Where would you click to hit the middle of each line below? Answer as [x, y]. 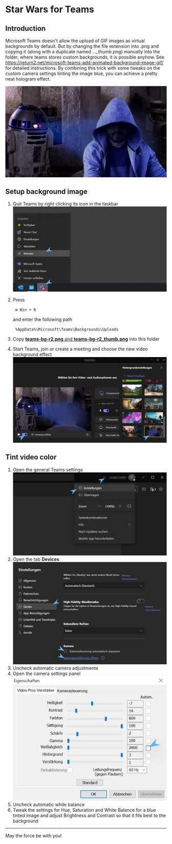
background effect [32, 354]
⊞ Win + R [26, 310]
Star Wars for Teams [50, 10]
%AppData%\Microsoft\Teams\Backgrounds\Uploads [67, 330]
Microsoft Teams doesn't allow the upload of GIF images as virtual [75, 41]
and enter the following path [42, 320]
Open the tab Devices [36, 559]
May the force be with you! [34, 835]
